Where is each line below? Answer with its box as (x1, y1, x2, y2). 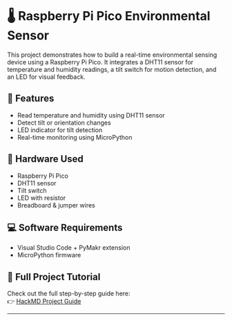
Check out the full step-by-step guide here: (7, 289, 130, 297)
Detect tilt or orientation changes (17, 118, 112, 127)
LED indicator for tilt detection (17, 125, 103, 134)
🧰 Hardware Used (7, 153, 84, 165)
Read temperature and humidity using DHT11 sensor (17, 111, 166, 119)
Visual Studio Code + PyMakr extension (17, 244, 130, 252)
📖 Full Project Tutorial (7, 270, 101, 283)
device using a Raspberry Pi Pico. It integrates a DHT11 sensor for (7, 57, 194, 66)
